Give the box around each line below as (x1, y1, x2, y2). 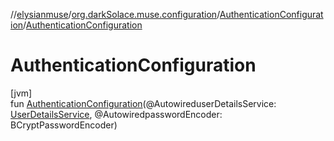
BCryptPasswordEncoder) (10, 119, 118, 131)
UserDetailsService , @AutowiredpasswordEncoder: (10, 108, 223, 120)
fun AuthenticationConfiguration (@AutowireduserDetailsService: (10, 97, 277, 109)
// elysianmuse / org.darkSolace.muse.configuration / (10, 9, 220, 20)
